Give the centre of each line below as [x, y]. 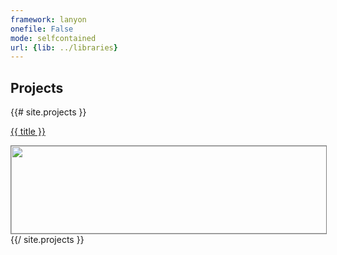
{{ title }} [28, 132]
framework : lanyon [48, 19]
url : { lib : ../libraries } [64, 47]
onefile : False [42, 29]
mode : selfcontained [53, 38]
